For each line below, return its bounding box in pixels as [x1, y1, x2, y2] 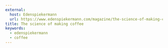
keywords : [5, 26, 26, 31]
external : [5, 7, 26, 12]
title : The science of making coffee [5, 21, 84, 26]
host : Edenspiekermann [9, 12, 57, 17]
